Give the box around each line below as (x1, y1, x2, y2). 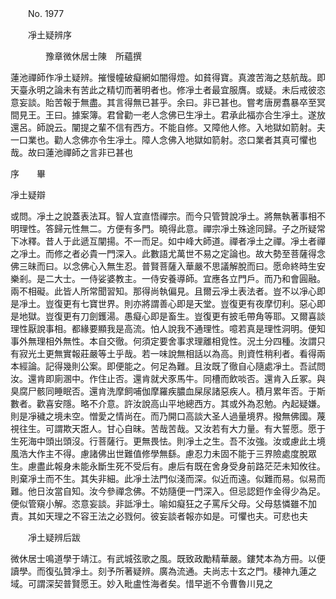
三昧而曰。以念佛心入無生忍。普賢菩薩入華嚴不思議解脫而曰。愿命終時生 (18, 260, 317, 272)
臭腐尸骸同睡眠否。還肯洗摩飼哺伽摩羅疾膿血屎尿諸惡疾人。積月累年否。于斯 (10, 385, 326, 397)
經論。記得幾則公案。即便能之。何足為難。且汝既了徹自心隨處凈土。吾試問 (18, 360, 326, 372)
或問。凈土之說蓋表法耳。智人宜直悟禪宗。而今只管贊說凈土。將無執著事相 (10, 210, 317, 222)
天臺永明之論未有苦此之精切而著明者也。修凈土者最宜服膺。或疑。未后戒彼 (10, 84, 317, 96)
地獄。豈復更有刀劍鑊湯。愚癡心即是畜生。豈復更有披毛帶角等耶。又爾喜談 (18, 310, 326, 322)
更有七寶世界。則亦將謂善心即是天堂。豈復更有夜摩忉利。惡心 (62, 298, 317, 309)
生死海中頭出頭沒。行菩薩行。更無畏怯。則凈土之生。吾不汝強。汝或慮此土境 (10, 435, 326, 447)
